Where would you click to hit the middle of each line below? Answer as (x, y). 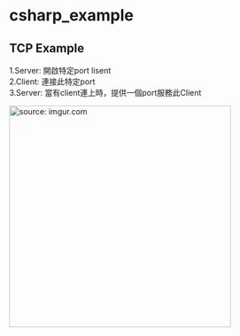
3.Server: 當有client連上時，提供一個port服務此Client (105, 93)
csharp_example (72, 16)
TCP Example (47, 48)
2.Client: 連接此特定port (52, 82)
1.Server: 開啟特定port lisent (60, 70)
